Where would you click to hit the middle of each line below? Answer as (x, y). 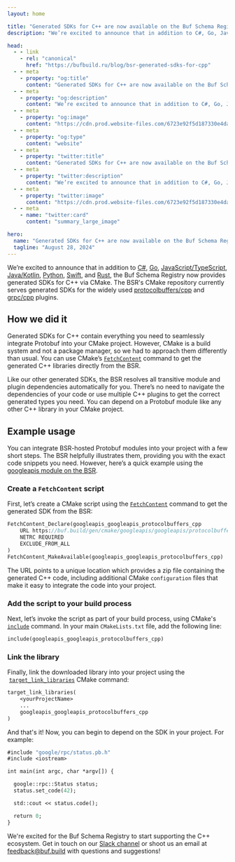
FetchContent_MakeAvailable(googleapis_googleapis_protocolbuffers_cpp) (115, 557)
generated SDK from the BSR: (50, 511)
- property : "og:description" (64, 98)
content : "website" (54, 143)
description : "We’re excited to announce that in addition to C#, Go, (112, 33)
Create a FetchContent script (56, 489)
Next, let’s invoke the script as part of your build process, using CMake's (112, 619)
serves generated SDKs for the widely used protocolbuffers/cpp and (106, 290)
